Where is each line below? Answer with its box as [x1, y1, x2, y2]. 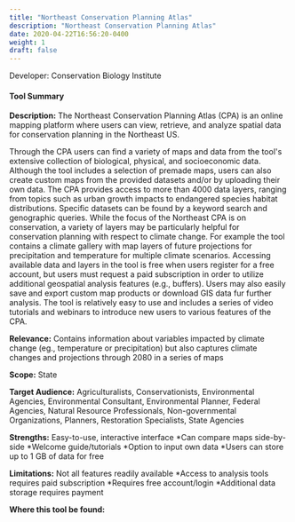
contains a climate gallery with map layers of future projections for [9, 241, 252, 251]
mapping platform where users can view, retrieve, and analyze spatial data [9, 120, 282, 130]
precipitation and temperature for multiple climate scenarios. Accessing [9, 250, 271, 261]
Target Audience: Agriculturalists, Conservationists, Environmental [9, 387, 255, 398]
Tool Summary [9, 91, 65, 101]
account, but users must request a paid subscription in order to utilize [9, 269, 265, 280]
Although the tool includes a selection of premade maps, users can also [9, 165, 272, 176]
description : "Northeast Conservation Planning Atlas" [9, 21, 217, 30]
